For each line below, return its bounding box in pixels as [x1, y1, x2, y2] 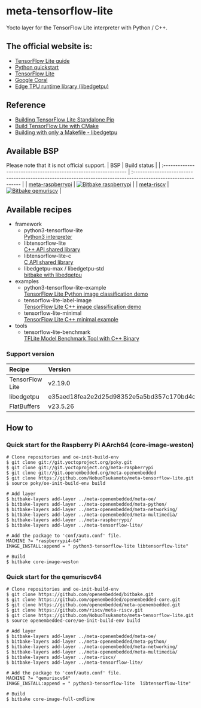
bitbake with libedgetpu [23, 271, 83, 279]
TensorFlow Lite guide [14, 57, 70, 64]
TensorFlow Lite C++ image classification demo [23, 303, 142, 311]
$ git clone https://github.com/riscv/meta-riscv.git [6, 607, 144, 613]
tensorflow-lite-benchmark [23, 329, 91, 336]
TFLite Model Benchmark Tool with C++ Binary [23, 335, 139, 342]
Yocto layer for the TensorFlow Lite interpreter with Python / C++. [6, 24, 167, 31]
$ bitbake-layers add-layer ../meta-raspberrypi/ [6, 517, 133, 523]
